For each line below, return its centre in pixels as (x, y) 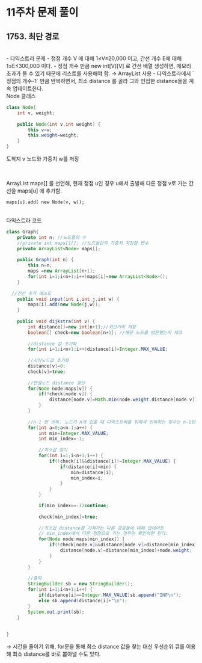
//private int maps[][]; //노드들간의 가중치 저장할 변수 (83, 243)
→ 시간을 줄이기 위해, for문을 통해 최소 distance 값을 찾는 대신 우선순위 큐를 (96, 646)
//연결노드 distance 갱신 (57, 383)
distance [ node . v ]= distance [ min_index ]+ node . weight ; (126, 550)
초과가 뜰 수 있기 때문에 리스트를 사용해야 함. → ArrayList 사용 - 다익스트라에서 (99, 73)
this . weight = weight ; (54, 135)
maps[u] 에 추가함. (39, 191)
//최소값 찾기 (53, 450)
